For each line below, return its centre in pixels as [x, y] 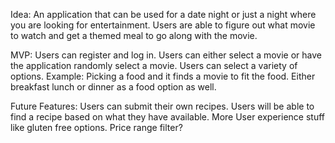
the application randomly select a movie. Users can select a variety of [154, 65]
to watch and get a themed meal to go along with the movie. [134, 35]
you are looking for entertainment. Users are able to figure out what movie [163, 25]
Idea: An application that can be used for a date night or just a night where [163, 14]
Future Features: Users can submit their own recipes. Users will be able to [162, 106]
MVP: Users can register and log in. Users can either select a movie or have [166, 55]
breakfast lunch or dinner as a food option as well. [113, 87]
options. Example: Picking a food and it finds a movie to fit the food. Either [163, 76]
